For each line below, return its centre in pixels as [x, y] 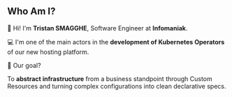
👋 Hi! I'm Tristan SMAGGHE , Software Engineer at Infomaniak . [97, 28]
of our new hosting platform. [48, 52]
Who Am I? [31, 11]
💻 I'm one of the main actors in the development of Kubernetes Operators [116, 42]
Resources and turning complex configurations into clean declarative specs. [117, 86]
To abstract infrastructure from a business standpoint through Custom [110, 78]
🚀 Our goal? [24, 65]
